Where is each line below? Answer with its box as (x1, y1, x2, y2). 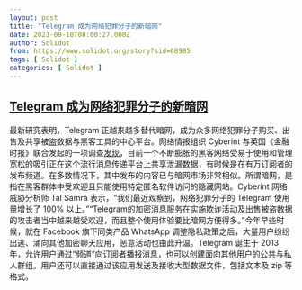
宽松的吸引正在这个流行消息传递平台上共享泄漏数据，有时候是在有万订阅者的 (9, 159, 293, 169)
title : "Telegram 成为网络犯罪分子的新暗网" (9, 22, 163, 31)
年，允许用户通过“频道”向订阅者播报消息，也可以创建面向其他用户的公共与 (9, 249, 285, 259)
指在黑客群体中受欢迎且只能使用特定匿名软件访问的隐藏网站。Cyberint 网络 (9, 181, 288, 192)
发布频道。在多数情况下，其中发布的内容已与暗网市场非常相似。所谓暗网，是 (9, 169, 293, 180)
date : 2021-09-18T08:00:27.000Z (9, 30, 130, 39)
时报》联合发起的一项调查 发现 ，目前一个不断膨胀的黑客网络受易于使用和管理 (9, 147, 293, 158)
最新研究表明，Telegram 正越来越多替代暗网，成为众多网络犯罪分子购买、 (9, 124, 283, 135)
